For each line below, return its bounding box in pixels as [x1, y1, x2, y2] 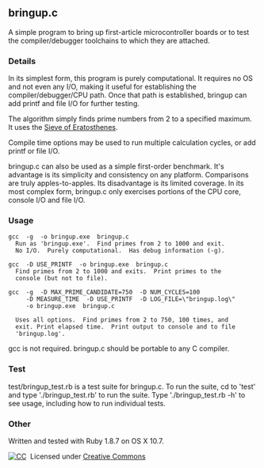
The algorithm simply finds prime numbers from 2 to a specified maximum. [8, 114, 252, 124]
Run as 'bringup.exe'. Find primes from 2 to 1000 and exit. [15, 240, 225, 248]
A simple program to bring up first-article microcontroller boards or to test [8, 27, 250, 36]
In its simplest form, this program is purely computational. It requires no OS [8, 74, 254, 83]
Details [8, 55, 36, 67]
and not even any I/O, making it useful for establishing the [8, 82, 197, 92]
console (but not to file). [15, 275, 109, 283]
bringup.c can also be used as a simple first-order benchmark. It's [8, 162, 224, 171]
